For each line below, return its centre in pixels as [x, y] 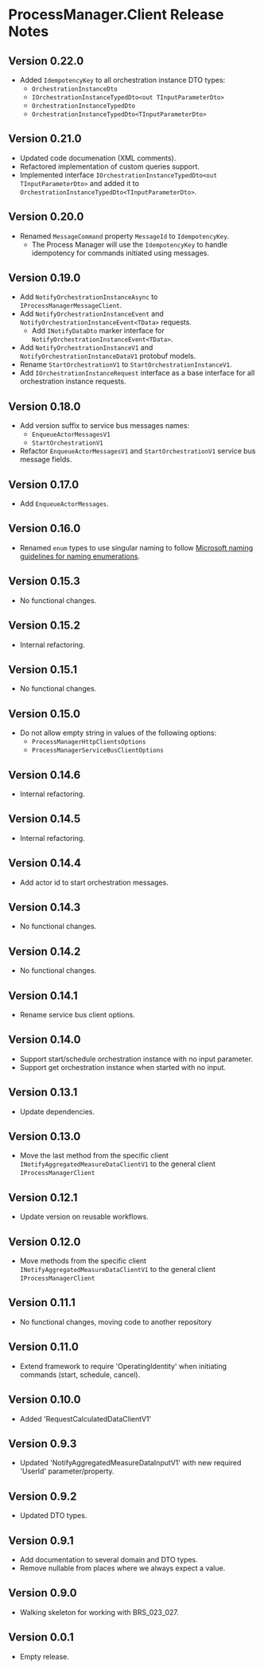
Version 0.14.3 [45, 907]
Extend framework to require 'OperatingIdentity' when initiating [123, 1366]
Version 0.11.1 [42, 1303]
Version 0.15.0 [45, 714]
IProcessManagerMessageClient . [71, 305]
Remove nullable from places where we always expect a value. [122, 1568]
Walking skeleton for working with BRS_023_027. [99, 1612]
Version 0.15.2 [45, 626]
